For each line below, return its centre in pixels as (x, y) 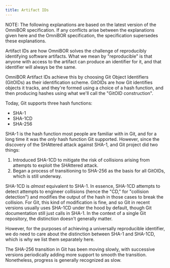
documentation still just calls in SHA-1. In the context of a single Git (76, 213)
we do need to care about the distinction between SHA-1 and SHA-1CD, (80, 234)
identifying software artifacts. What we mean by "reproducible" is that (79, 56)
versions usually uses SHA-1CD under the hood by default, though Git (79, 208)
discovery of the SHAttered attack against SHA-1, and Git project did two (82, 144)
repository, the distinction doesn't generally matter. (59, 218)
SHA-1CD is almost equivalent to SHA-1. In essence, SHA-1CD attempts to (83, 186)
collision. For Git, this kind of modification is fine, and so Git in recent (78, 202)
